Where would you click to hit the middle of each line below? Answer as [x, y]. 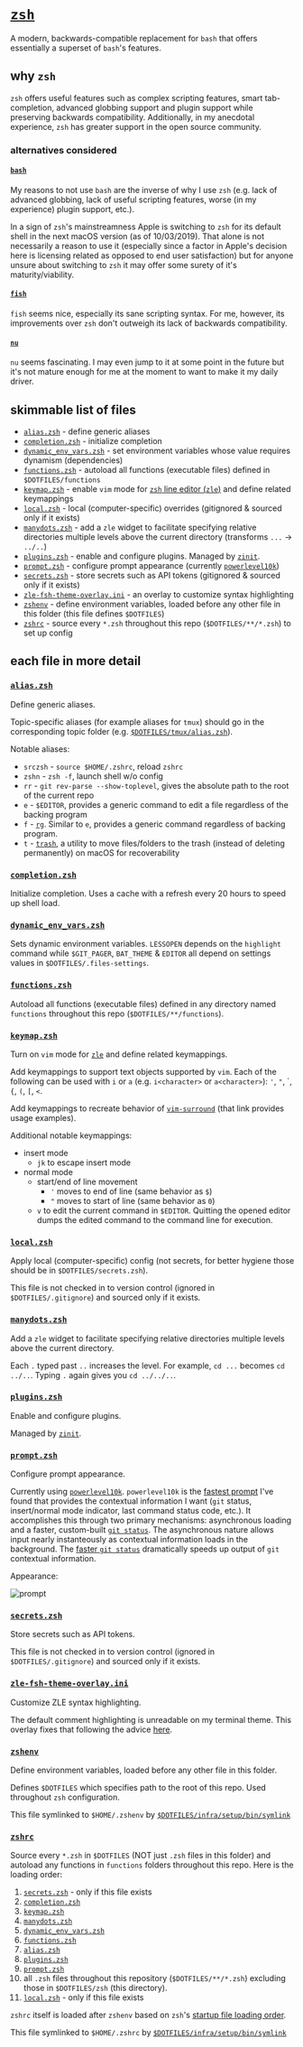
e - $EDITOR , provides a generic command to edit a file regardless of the [156, 804]
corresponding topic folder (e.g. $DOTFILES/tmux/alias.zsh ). [122, 731]
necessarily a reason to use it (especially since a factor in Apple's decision [149, 245]
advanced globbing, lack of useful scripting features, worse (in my [133, 199]
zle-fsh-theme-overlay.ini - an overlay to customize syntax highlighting [158, 595]
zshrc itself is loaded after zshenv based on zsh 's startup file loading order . [148, 2015]
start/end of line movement [87, 1181]
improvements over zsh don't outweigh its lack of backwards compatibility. [149, 323]
